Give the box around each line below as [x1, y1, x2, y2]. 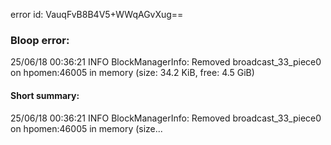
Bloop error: [10, 33, 70, 47]
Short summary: [10, 89, 80, 101]
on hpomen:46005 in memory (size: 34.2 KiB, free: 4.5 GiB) [10, 67, 255, 79]
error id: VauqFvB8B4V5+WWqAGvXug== [10, 9, 184, 20]
